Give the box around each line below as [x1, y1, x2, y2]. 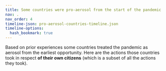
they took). [5, 60, 28, 66]
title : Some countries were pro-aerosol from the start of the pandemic [5, 7, 161, 12]
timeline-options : [5, 26, 44, 31]
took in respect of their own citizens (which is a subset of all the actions [5, 55, 156, 60]
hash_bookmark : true [10, 30, 53, 35]
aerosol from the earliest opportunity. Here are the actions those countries [5, 49, 160, 55]
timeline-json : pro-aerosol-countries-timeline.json [5, 21, 119, 26]
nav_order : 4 [5, 16, 33, 21]
